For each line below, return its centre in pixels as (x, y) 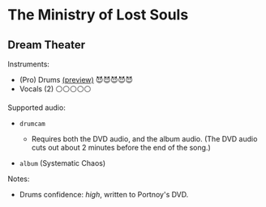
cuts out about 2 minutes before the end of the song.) (121, 148)
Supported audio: (36, 108)
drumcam (32, 124)
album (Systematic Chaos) (62, 163)
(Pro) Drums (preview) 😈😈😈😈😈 (76, 80)
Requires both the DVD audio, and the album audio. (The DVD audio (144, 139)
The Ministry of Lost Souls (98, 15)
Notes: (19, 179)
